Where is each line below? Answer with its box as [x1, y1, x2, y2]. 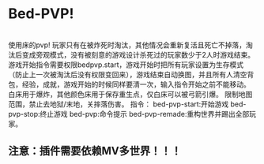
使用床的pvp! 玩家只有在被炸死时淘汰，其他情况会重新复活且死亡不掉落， [8, 40, 247, 50]
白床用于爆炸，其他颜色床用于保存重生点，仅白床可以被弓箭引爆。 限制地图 [8, 89, 253, 99]
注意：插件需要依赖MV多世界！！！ [8, 144, 182, 158]
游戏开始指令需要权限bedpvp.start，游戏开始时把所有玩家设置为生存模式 [8, 60, 244, 69]
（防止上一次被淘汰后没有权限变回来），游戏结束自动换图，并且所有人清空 [8, 69, 247, 79]
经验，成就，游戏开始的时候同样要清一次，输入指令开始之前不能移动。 [21, 80, 251, 89]
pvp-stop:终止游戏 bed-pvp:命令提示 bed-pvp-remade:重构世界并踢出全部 [8, 109, 250, 118]
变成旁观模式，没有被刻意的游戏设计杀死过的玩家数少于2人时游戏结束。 [21, 50, 255, 59]
